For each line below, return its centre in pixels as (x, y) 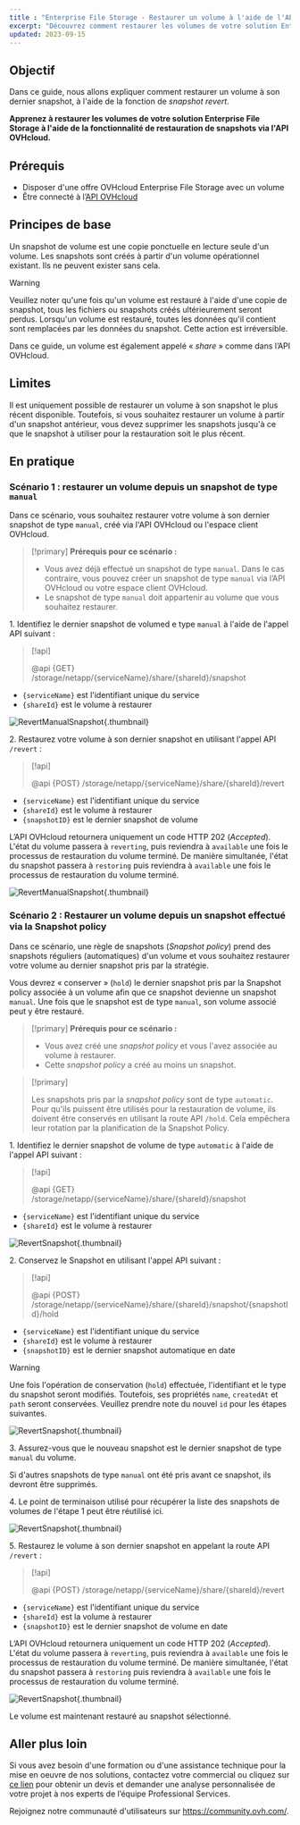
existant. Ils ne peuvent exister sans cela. (85, 265)
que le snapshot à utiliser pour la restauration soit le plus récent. (127, 433)
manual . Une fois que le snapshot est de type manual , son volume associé (143, 1001)
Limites (30, 384)
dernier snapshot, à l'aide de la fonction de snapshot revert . (119, 101)
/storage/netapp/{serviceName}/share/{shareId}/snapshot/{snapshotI (159, 1304)
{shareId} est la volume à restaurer (87, 1616)
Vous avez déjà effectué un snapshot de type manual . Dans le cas (164, 569)
